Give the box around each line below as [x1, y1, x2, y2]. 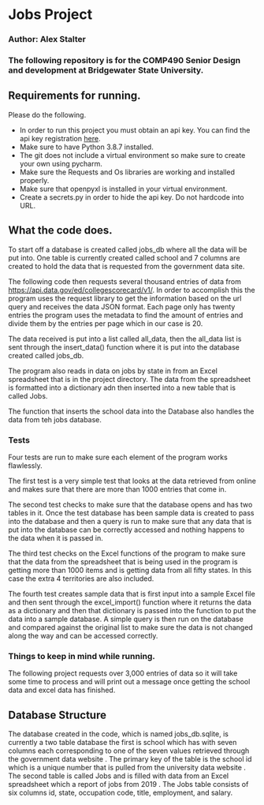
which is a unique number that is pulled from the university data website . [8, 763, 247, 773]
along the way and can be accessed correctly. [8, 631, 158, 640]
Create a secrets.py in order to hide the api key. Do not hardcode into [19, 192, 244, 202]
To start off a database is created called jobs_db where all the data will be [8, 245, 247, 254]
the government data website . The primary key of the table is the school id [8, 754, 252, 764]
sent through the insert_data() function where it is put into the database [8, 342, 240, 352]
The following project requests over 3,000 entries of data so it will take [8, 668, 238, 678]
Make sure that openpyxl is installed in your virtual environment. [19, 184, 228, 193]
